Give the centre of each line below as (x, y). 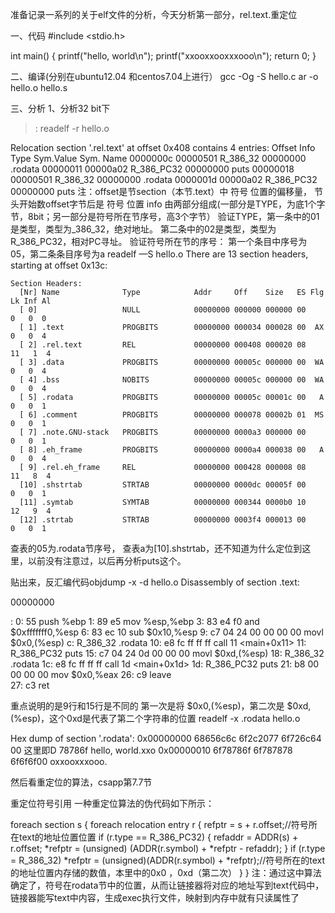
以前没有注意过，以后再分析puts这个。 (107, 561)
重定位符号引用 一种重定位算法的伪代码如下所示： (112, 803)
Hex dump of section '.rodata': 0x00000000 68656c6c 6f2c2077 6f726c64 (166, 738)
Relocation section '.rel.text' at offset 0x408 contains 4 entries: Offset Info (163, 147)
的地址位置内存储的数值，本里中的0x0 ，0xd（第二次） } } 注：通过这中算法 (166, 872)
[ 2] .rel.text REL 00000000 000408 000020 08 (163, 345)
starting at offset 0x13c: (59, 265)
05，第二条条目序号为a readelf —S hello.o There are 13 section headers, (159, 254)
